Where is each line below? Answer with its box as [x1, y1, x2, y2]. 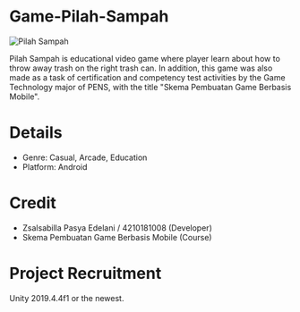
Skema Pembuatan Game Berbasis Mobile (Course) [21, 232, 212, 242]
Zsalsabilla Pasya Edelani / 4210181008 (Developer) [21, 222, 212, 233]
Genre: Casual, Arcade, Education [21, 152, 148, 163]
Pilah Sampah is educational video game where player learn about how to [9, 53, 280, 63]
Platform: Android [21, 161, 88, 172]
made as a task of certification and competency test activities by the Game [9, 72, 286, 82]
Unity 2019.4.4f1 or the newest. [9, 292, 124, 303]
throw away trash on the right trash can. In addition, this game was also [9, 63, 273, 73]
